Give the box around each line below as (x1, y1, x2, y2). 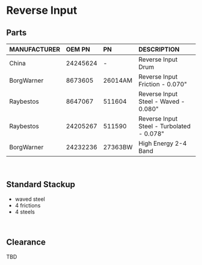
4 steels (14, 208, 35, 215)
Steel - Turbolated (138, 122, 191, 130)
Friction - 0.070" (138, 80, 188, 88)
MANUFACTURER (9, 46, 60, 53)
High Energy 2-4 (138, 139, 187, 147)
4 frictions (14, 201, 41, 209)
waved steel (14, 195, 45, 203)
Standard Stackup (6, 179, 76, 189)
